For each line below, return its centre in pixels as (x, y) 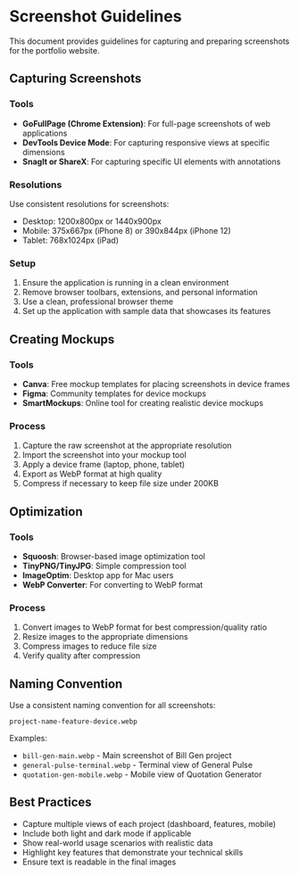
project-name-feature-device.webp (74, 722)
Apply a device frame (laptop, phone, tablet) (104, 465)
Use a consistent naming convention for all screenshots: (112, 705)
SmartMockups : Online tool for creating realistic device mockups (143, 402)
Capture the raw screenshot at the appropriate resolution (127, 446)
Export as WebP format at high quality (92, 474)
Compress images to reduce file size (90, 646)
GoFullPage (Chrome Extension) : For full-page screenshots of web (146, 123)
